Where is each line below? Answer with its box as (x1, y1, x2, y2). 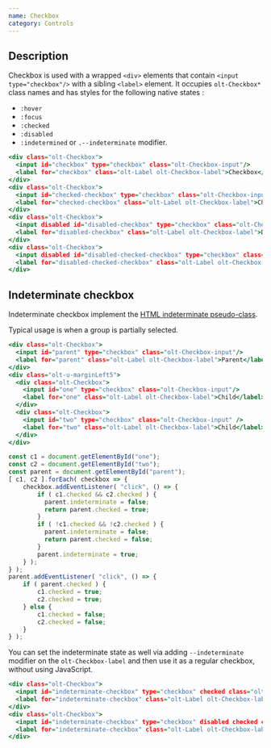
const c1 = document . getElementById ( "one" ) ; (8, 453, 161, 461)
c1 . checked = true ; (37, 588, 103, 596)
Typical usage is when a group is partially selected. (8, 325, 179, 335)
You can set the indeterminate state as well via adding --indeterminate (8, 647, 244, 658)
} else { (23, 603, 52, 611)
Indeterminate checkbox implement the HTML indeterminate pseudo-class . (8, 310, 258, 320)
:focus (19, 114, 43, 122)
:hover (19, 105, 43, 113)
